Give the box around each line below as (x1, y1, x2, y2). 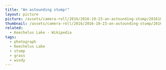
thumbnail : (5, 21, 28, 26)
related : (5, 26, 23, 31)
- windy (9, 58, 26, 63)
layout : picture (5, 12, 39, 17)
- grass (9, 53, 26, 58)
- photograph (9, 39, 37, 44)
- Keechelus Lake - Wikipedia (9, 30, 72, 35)
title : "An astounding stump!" (5, 7, 70, 12)
